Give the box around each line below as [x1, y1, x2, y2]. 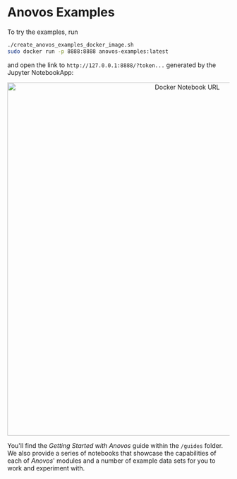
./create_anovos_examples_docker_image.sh [7, 41, 134, 48]
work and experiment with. [7, 463, 85, 472]
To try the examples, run [7, 28, 79, 36]
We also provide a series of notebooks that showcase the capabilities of [7, 449, 217, 457]
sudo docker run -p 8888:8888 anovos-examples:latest [7, 47, 169, 55]
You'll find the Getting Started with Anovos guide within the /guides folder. [7, 441, 224, 449]
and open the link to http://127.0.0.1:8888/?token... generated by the [7, 61, 217, 69]
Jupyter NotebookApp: [7, 68, 74, 76]
